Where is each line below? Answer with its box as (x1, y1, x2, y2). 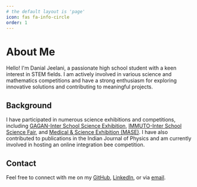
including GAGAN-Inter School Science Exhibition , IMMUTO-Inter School (6, 122, 182, 130)
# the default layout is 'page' (6, 8, 85, 15)
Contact (6, 158, 36, 168)
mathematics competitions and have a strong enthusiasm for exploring (6, 77, 177, 84)
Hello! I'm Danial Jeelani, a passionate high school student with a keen (6, 64, 176, 71)
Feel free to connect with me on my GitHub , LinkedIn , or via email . (6, 173, 166, 181)
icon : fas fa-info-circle (6, 14, 69, 20)
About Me (6, 45, 55, 58)
